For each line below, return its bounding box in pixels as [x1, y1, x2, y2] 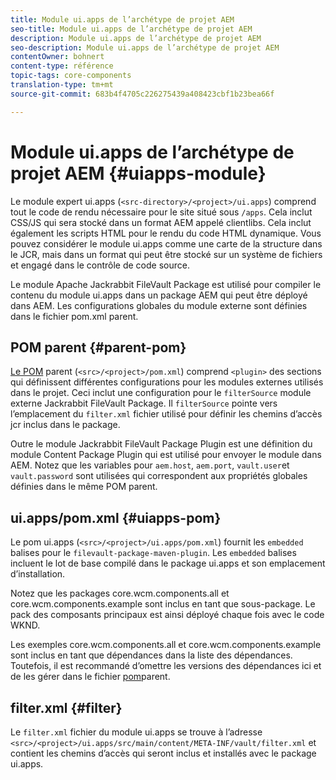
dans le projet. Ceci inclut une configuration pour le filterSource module [10, 387, 312, 399]
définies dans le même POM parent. [10, 481, 158, 493]
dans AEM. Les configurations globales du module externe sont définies [10, 299, 308, 311]
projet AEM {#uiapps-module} [10, 162, 267, 185]
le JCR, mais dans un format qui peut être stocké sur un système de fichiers [10, 248, 323, 260]
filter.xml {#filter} [10, 699, 123, 716]
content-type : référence [10, 61, 114, 71]
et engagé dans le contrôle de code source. [10, 259, 190, 271]
